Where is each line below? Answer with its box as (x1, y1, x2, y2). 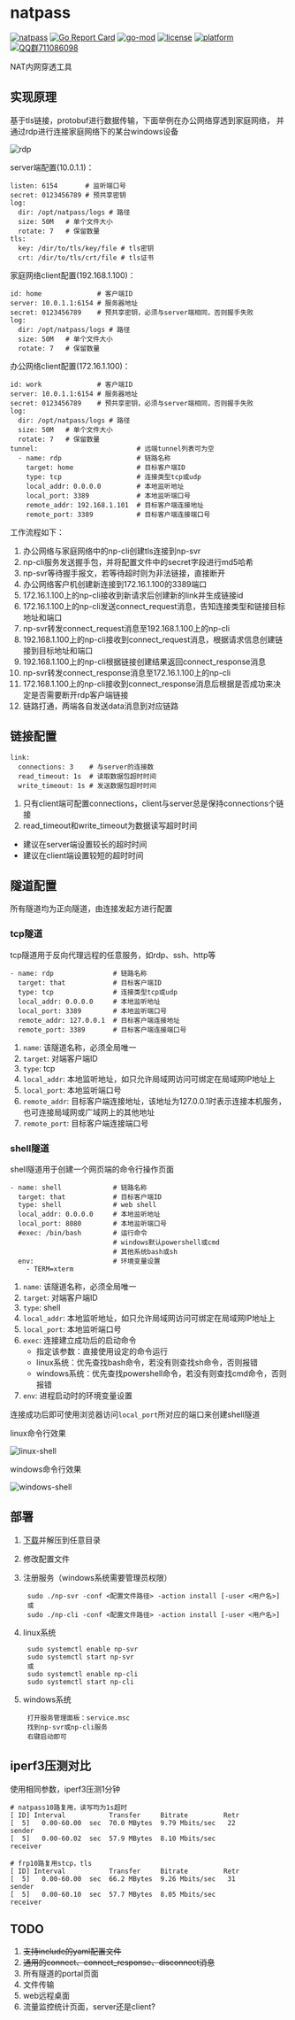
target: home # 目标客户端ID (26, 463, 186, 472)
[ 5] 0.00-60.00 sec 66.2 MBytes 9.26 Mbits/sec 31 (10, 1874, 237, 1884)
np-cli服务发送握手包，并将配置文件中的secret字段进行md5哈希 (22, 556, 254, 567)
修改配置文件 (22, 1553, 70, 1564)
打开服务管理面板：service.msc (26, 1713, 131, 1722)
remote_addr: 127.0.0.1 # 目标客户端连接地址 (18, 1016, 180, 1025)
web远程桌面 (22, 1991, 70, 2001)
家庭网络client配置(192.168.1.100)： (10, 269, 136, 281)
